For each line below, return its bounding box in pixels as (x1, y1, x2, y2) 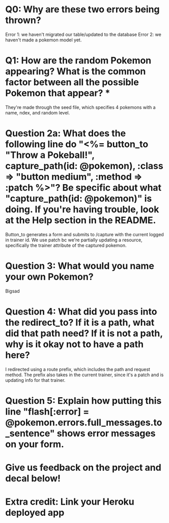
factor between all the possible (5, 77, 139, 88)
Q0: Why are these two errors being (5, 4, 160, 15)
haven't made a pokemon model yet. (5, 37, 82, 43)
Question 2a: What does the (5, 128, 126, 139)
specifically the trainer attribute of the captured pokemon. (5, 242, 127, 248)
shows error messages (57, 427, 156, 439)
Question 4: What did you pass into (5, 306, 157, 317)
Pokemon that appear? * (5, 87, 110, 99)
